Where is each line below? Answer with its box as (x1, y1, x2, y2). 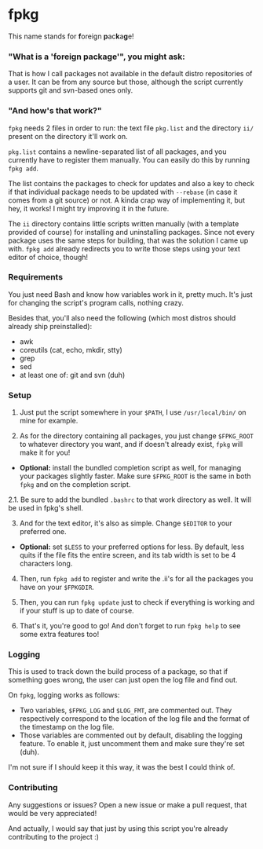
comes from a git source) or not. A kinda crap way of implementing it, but (8, 195, 246, 205)
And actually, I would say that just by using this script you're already (8, 823, 228, 833)
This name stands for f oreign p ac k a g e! (8, 31, 135, 41)
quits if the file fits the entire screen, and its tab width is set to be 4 (19, 551, 236, 560)
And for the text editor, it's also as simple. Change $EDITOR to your (19, 518, 233, 528)
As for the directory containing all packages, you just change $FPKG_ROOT (19, 431, 254, 441)
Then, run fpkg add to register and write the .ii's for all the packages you (19, 574, 254, 584)
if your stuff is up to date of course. (19, 606, 135, 616)
